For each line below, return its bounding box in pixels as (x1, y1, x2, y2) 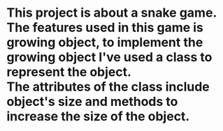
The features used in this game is (6, 20, 204, 36)
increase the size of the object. (6, 109, 190, 125)
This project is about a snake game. (6, 5, 217, 21)
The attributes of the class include (6, 79, 210, 95)
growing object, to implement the (6, 35, 203, 50)
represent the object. (6, 64, 132, 80)
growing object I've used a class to (6, 49, 213, 65)
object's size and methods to (6, 94, 178, 109)
